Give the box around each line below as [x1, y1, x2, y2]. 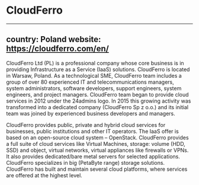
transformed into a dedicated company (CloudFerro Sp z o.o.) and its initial [6, 103, 188, 110]
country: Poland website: [6, 34, 101, 44]
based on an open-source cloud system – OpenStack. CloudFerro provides [6, 134, 189, 141]
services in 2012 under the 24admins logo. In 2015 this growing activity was [6, 97, 191, 104]
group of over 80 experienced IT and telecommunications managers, [6, 78, 175, 85]
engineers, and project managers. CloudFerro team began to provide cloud [6, 91, 189, 98]
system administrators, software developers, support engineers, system [6, 84, 182, 92]
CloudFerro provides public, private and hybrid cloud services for [6, 121, 166, 128]
